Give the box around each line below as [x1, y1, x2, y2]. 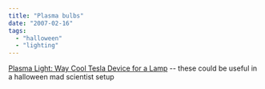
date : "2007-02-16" [8, 19, 74, 27]
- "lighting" [15, 42, 59, 50]
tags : [8, 26, 26, 34]
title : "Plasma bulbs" [8, 11, 84, 20]
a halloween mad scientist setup [8, 72, 114, 82]
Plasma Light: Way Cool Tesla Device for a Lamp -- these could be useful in [8, 63, 258, 73]
